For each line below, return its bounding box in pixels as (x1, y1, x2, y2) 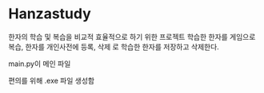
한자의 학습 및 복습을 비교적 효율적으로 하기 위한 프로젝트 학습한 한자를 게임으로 (8, 32, 256, 41)
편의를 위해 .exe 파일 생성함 (8, 76, 94, 85)
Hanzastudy (8, 5, 92, 23)
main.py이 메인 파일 (8, 59, 71, 68)
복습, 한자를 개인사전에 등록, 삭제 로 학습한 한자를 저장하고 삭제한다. (8, 41, 220, 52)
